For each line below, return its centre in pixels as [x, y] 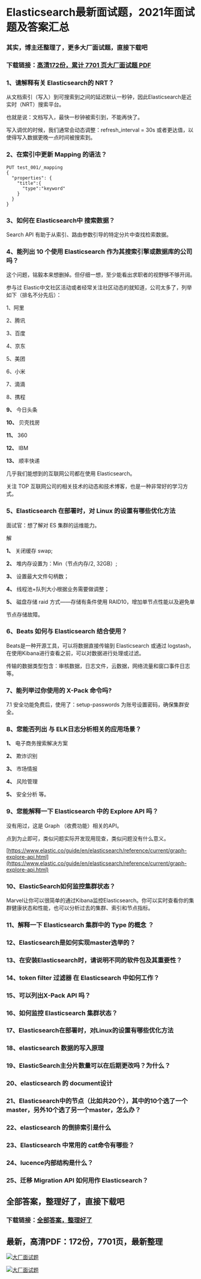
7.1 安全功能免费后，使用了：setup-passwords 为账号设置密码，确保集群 [95, 705]
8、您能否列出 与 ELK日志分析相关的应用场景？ [74, 729]
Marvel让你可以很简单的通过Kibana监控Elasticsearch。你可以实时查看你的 [97, 900]
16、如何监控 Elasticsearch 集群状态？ [62, 1013]
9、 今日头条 [22, 410]
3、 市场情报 [22, 769]
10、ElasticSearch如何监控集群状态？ [61, 886]
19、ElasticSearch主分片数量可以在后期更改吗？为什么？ [88, 1066]
